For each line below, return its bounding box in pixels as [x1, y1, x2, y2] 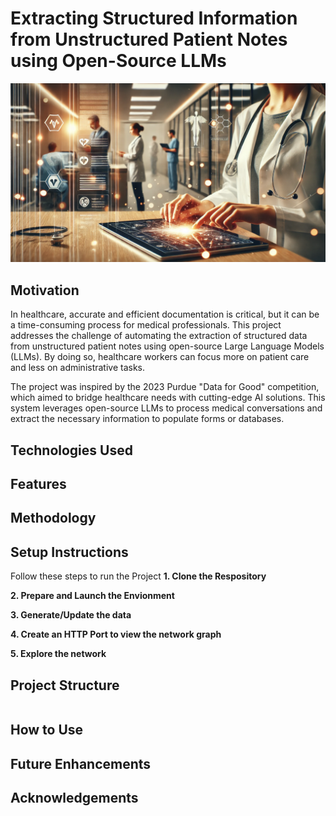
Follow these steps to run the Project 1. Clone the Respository [10, 570, 267, 582]
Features [10, 475, 67, 492]
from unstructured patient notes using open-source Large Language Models [10, 340, 325, 352]
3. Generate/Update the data [10, 609, 132, 621]
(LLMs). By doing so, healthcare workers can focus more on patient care [10, 351, 310, 363]
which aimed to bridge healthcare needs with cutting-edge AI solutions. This [10, 392, 326, 404]
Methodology [10, 510, 97, 527]
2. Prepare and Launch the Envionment [10, 590, 175, 602]
